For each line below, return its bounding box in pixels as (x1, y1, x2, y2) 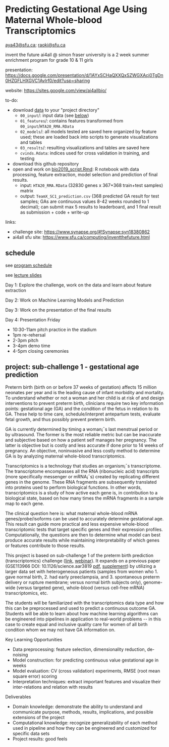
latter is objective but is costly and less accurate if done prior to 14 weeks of (5, 442, 164, 448)
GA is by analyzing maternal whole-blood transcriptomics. (5, 453, 126, 459)
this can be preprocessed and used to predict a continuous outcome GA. (5, 605, 156, 611)
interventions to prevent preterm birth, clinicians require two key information (5, 400, 164, 406)
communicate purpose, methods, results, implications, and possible (12, 709, 153, 715)
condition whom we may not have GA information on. (5, 627, 116, 633)
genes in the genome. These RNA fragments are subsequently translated (5, 479, 157, 485)
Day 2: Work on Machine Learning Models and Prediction (5, 297, 124, 303)
